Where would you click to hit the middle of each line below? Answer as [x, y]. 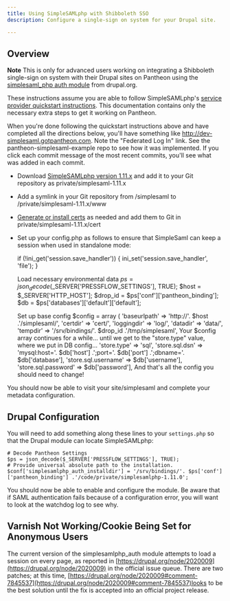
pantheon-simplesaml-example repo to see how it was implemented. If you [113, 148]
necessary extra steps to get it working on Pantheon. [82, 113]
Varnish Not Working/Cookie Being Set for [99, 526]
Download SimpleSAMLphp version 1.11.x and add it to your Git [105, 176]
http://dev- [197, 133]
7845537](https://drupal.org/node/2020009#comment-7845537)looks [107, 582]
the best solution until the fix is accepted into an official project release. [108, 590]
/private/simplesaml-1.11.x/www [62, 204]
